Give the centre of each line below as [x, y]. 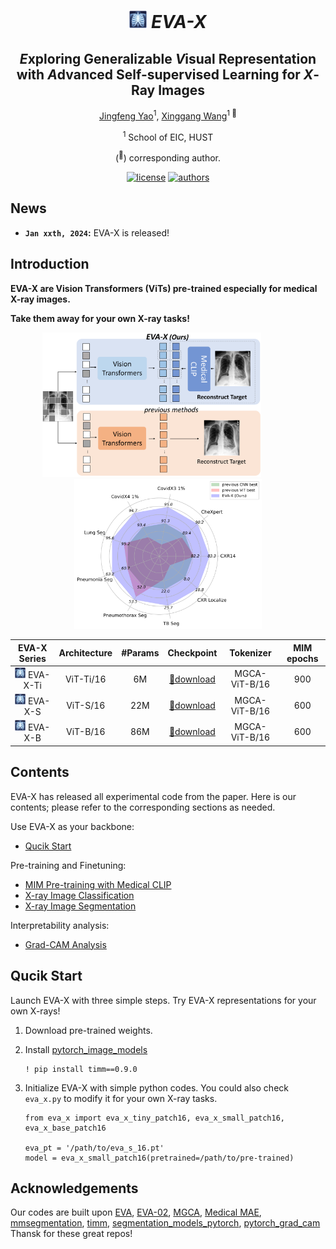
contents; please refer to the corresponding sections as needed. [143, 807]
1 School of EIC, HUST [168, 136]
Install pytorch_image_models [86, 1049]
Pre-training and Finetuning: [68, 865]
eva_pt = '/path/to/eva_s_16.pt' [94, 1148]
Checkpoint [192, 653]
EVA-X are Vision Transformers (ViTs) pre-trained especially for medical [164, 288]
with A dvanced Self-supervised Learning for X [165, 74]
